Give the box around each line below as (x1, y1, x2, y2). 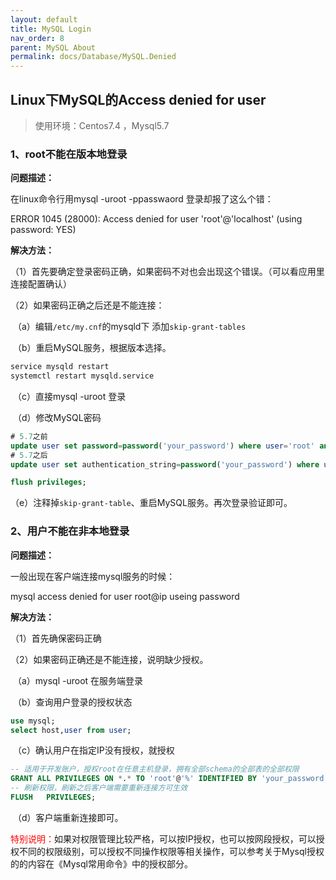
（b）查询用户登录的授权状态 (12, 696, 133, 708)
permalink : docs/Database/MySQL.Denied (10, 52, 177, 62)
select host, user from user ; (10, 725, 132, 735)
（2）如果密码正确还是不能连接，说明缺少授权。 (10, 653, 209, 665)
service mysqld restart (10, 362, 110, 372)
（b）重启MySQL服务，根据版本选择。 (12, 342, 172, 354)
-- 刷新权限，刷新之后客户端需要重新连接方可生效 (10, 783, 188, 793)
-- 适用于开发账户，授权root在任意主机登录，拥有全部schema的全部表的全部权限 (10, 764, 300, 775)
